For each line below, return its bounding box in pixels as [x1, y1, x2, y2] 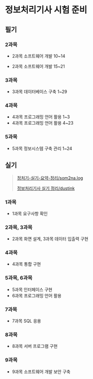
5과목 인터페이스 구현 [12, 287, 52, 292]
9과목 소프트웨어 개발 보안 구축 [12, 368, 71, 375]
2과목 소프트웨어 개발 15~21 [12, 63, 65, 69]
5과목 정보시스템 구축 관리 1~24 [12, 145, 73, 151]
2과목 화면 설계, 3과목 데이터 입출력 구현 [12, 236, 89, 242]
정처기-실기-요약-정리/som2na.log [16, 175, 83, 180]
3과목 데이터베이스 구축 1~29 [12, 89, 67, 95]
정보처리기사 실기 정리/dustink [16, 185, 75, 191]
